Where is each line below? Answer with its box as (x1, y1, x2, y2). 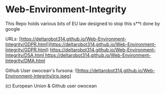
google (5, 26, 20, 32)
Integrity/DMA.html (5, 57, 45, 63)
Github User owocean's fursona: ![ (5, 67, 78, 74)
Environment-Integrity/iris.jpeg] (5, 73, 72, 79)
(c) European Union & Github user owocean (5, 83, 97, 89)
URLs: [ (5, 36, 21, 42)
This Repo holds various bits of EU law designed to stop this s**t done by (5, 20, 160, 27)
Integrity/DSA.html (5, 52, 45, 58)
